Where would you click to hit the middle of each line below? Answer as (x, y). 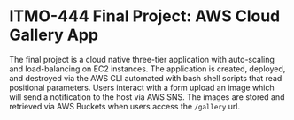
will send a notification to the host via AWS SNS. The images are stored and (147, 97)
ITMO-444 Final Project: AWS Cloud (145, 16)
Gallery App (54, 35)
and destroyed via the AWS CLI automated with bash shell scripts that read (146, 78)
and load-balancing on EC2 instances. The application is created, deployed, (147, 69)
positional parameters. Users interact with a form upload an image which (142, 87)
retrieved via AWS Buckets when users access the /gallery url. (125, 106)
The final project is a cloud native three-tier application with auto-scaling (142, 59)
